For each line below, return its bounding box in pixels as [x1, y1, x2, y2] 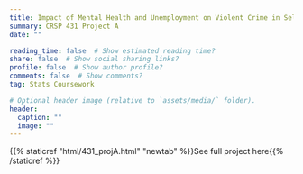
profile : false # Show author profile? [9, 63, 164, 72]
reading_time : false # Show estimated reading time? [9, 46, 216, 55]
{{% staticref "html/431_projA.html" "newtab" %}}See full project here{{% [9, 146, 284, 157]
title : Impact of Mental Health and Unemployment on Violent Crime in [9, 13, 280, 23]
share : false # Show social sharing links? [9, 55, 179, 64]
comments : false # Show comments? [9, 71, 143, 81]
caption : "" [17, 113, 63, 122]
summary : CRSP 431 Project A [9, 22, 119, 31]
